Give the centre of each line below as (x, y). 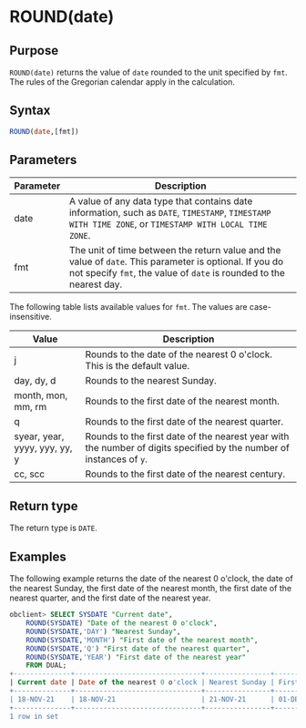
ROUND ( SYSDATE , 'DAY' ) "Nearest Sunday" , (103, 631)
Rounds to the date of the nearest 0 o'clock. (179, 354)
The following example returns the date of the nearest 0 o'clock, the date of (151, 579)
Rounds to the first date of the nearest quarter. (184, 421)
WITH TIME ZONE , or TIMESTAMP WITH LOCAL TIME (168, 223)
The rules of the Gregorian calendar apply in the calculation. (122, 82)
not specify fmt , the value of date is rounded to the (177, 272)
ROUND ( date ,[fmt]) (44, 131)
